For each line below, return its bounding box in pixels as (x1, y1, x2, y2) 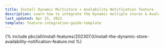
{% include (5, 34, 27, 39)
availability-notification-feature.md (5, 39, 75, 45)
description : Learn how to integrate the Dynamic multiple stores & (5, 12, 147, 16)
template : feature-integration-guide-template (5, 20, 102, 25)
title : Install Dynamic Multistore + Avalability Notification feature (5, 7, 154, 12)
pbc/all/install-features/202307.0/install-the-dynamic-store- (28, 34, 149, 39)
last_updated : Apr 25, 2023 (5, 16, 62, 21)
